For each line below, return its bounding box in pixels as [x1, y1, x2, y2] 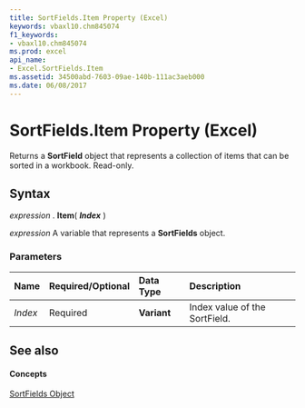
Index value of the [189, 301, 266, 313]
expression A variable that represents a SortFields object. [9, 228, 226, 239]
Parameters [9, 251, 62, 264]
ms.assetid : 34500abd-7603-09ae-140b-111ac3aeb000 [9, 73, 205, 82]
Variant [138, 306, 172, 319]
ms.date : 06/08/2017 [9, 81, 88, 90]
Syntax [9, 185, 51, 201]
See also [9, 343, 59, 359]
